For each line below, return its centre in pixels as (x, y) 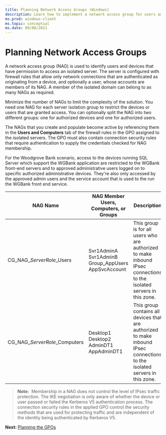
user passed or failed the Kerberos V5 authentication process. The (85, 402)
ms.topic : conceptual (27, 23)
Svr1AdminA (103, 251)
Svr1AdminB (103, 257)
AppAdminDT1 (106, 352)
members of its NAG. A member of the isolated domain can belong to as (78, 87)
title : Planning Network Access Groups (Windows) (57, 10)
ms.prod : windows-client (31, 19)
